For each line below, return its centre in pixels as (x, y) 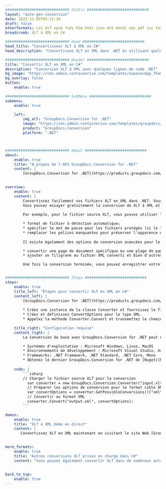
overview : (15, 187)
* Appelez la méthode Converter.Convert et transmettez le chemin (93, 319)
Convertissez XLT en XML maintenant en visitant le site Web (85, 434)
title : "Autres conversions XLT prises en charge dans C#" (76, 456)
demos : (12, 415)
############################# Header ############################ (77, 60)
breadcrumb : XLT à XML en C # (35, 33)
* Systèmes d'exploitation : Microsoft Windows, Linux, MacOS (88, 346)
